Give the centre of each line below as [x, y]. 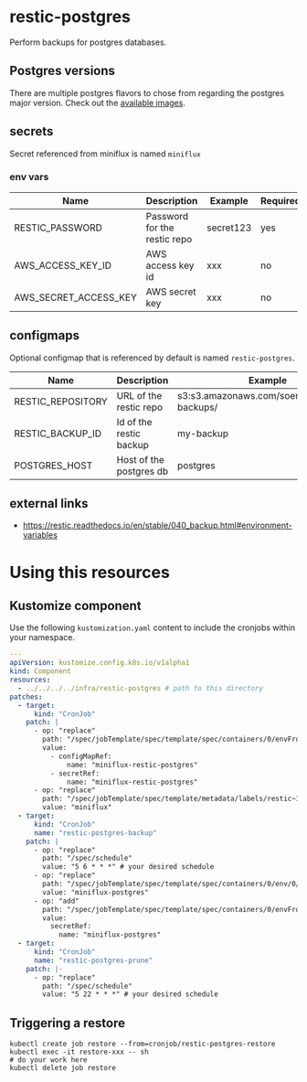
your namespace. [42, 637]
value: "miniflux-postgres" [95, 892]
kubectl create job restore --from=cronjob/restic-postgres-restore [143, 1045]
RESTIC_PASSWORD [58, 228]
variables [40, 535]
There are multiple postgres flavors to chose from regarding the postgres [147, 92]
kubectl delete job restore [63, 1068]
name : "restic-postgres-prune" [93, 960]
